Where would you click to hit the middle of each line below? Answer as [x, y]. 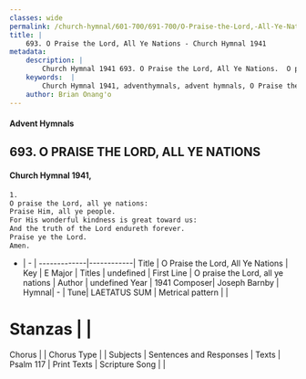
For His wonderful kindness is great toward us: [103, 220]
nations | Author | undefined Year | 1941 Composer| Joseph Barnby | [151, 282]
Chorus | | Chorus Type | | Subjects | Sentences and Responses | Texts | [145, 354]
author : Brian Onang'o [69, 94]
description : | [55, 60]
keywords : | [51, 78]
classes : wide [36, 18]
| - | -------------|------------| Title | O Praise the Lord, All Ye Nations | [155, 263]
